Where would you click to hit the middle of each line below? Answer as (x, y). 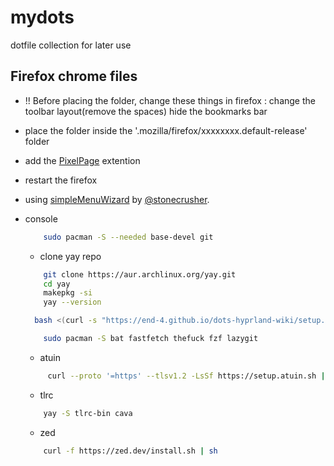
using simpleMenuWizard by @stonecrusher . (117, 199)
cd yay (57, 284)
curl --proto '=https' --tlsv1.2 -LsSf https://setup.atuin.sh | (186, 376)
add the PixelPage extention (82, 160)
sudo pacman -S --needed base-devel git (128, 237)
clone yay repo (70, 256)
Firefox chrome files (74, 76)
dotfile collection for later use (71, 45)
